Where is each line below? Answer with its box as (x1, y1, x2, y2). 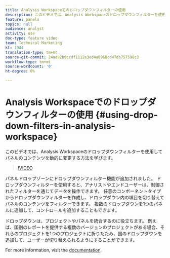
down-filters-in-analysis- (5, 120, 115, 132)
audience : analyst (5, 26, 44, 31)
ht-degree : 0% (5, 69, 35, 74)
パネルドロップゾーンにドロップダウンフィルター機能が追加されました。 (5, 175, 156, 181)
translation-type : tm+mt (5, 50, 58, 55)
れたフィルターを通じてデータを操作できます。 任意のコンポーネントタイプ (5, 188, 161, 194)
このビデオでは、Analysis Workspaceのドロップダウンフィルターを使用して (5, 148, 163, 155)
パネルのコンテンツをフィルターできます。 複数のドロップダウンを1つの (5, 201, 154, 207)
